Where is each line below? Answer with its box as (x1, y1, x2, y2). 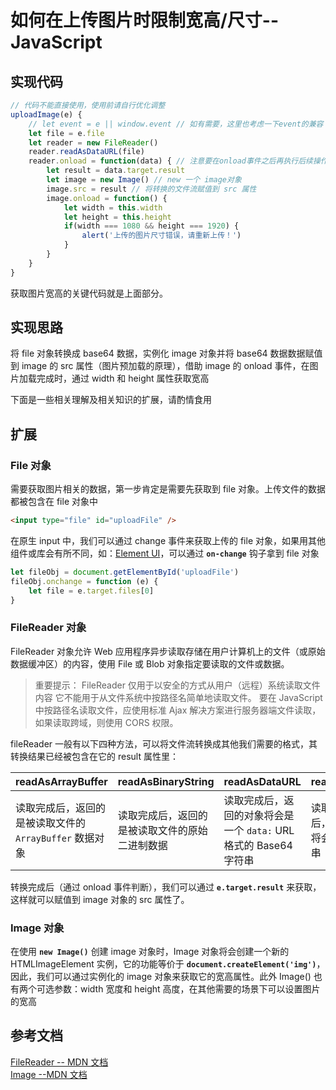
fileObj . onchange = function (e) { (10, 576, 159, 586)
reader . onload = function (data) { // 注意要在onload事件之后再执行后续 (28, 156, 313, 166)
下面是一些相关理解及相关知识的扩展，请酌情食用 (10, 394, 212, 406)
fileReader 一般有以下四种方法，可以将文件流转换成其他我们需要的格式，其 (10, 737, 318, 750)
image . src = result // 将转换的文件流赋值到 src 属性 (46, 184, 257, 194)
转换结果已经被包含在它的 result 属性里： (10, 750, 179, 762)
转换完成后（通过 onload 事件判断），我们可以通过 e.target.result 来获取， (10, 881, 322, 893)
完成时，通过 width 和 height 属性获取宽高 (36, 372, 210, 385)
